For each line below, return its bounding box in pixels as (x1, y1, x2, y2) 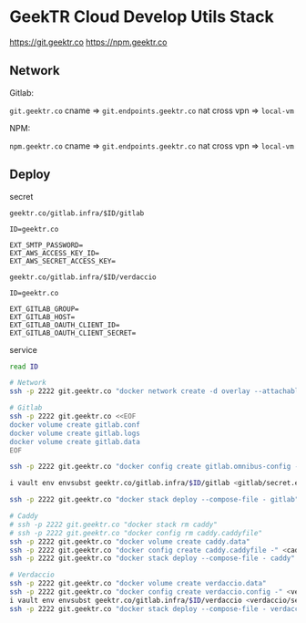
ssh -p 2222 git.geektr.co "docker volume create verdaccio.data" (9, 579, 267, 588)
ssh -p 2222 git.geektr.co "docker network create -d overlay (9, 387, 250, 396)
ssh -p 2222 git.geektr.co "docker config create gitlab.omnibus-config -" (9, 462, 303, 472)
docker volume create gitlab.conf (9, 420, 141, 430)
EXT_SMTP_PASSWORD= (9, 240, 84, 250)
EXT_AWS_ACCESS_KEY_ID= (9, 248, 100, 257)
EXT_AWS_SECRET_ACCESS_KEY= (9, 256, 117, 265)
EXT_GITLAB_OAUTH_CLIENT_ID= (9, 320, 120, 329)
